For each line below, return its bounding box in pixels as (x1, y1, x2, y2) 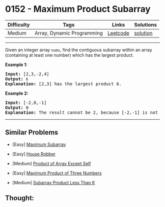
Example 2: (5, 90, 28, 96)
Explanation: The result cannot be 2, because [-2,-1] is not (5, 109, 158, 115)
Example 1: (5, 62, 28, 68)
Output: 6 (5, 76, 28, 82)
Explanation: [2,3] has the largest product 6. (5, 81, 122, 87)
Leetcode (107, 30, 130, 36)
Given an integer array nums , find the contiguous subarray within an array (5, 47, 152, 53)
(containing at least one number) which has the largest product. (5, 52, 134, 58)
